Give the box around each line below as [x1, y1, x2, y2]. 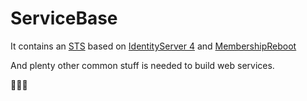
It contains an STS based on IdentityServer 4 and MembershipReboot [10, 40, 297, 52]
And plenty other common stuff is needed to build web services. [10, 59, 275, 71]
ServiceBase [10, 7, 118, 30]
